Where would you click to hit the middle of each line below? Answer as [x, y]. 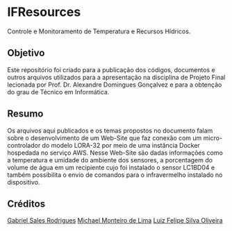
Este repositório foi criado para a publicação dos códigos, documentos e [111, 69]
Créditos [26, 204]
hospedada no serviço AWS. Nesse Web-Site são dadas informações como [115, 153]
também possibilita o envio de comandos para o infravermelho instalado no [115, 175]
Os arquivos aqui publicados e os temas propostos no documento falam [110, 130]
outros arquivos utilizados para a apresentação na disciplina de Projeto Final [116, 77]
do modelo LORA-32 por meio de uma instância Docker [121, 145]
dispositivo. [24, 182]
